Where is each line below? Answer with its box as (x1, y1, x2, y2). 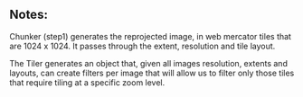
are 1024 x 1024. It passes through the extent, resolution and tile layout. (9, 40, 276, 51)
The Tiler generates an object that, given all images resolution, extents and (9, 57, 288, 68)
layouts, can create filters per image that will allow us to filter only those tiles (9, 67, 295, 78)
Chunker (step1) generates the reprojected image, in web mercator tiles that (9, 31, 292, 41)
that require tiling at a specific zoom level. (9, 76, 166, 88)
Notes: (9, 7, 48, 22)
